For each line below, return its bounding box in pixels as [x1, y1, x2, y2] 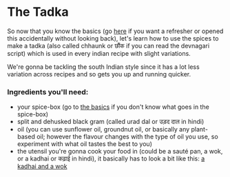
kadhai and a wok [17, 163, 67, 171]
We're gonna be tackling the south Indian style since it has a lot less [7, 63, 200, 71]
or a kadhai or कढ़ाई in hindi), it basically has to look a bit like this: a [17, 154, 205, 163]
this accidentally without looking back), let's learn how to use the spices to [7, 34, 219, 42]
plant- [191, 125, 209, 134]
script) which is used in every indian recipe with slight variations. [7, 49, 191, 57]
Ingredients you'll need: [7, 87, 89, 96]
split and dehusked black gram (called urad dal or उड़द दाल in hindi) [17, 118, 205, 126]
